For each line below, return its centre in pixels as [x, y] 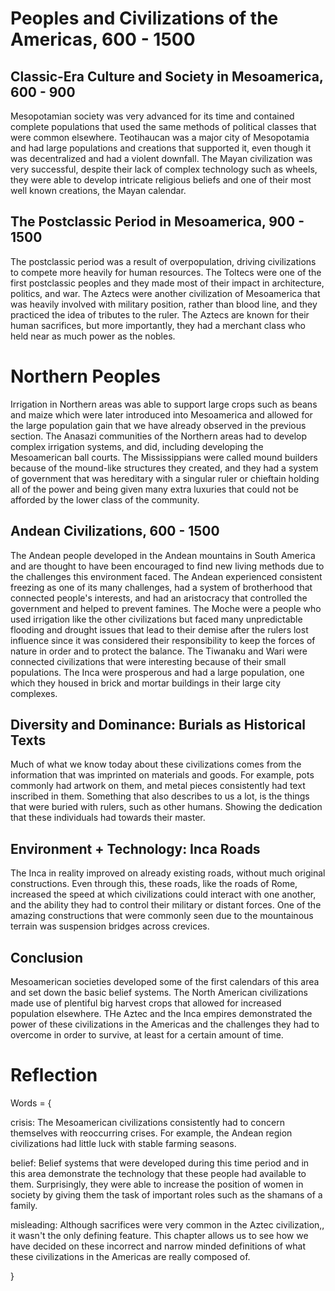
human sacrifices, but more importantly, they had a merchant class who [158, 325]
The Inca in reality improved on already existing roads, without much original [168, 873]
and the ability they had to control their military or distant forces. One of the [166, 905]
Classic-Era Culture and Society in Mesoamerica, [167, 76]
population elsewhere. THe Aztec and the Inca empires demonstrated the [161, 1013]
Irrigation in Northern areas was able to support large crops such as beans [164, 404]
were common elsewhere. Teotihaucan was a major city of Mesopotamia [160, 137]
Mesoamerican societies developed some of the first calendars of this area [165, 981]
